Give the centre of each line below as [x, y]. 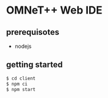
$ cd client [21, 78]
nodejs [23, 46]
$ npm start [21, 89]
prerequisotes [33, 32]
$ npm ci [17, 84]
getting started [34, 65]
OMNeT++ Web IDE [54, 10]
